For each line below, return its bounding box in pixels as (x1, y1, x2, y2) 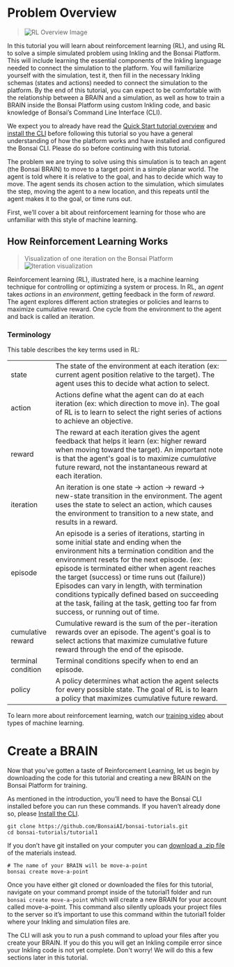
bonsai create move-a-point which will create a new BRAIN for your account (7, 895, 227, 904)
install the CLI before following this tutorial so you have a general (7, 129, 194, 137)
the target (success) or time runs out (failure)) (55, 572, 206, 582)
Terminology (7, 329, 52, 339)
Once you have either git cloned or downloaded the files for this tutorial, (7, 880, 214, 889)
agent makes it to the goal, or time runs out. (7, 194, 132, 203)
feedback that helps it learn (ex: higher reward (55, 436, 207, 446)
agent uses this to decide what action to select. (55, 379, 210, 389)
